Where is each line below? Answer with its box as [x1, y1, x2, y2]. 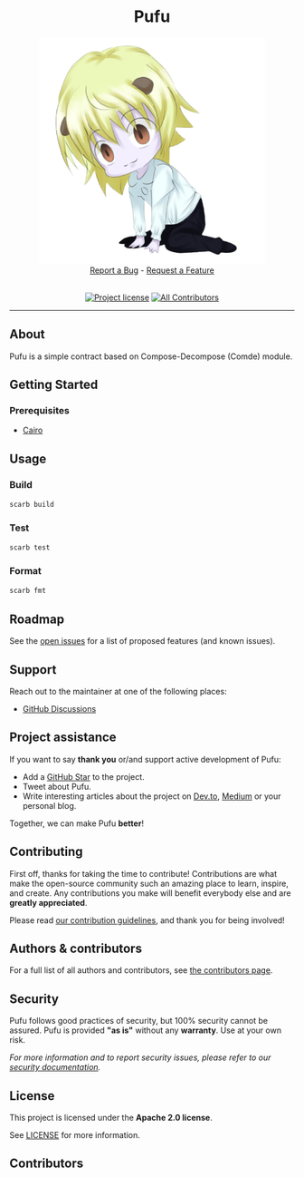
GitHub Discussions [22, 703, 97, 714]
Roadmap [9, 611, 65, 627]
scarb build [9, 501, 54, 510]
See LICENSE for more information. [9, 1130, 140, 1141]
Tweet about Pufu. [22, 781, 92, 792]
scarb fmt [9, 587, 47, 596]
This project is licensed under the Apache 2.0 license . [9, 1113, 213, 1123]
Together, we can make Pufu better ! [9, 818, 145, 829]
